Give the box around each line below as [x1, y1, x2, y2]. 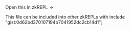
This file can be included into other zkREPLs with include [5, 14, 125, 19]
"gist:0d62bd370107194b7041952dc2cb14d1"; [5, 19, 102, 25]
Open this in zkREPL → [5, 4, 54, 10]
